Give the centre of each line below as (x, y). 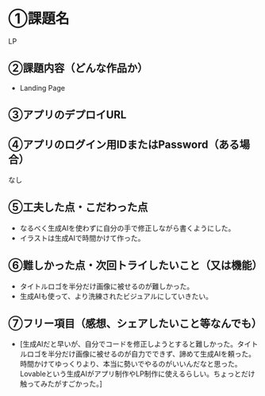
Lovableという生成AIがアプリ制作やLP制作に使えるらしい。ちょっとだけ (137, 374)
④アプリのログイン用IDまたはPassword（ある (124, 144)
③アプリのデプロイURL (67, 115)
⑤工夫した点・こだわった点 (78, 207)
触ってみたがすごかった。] (61, 384)
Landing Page (42, 87)
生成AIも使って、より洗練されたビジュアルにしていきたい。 (116, 296)
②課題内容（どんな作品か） (78, 68)
